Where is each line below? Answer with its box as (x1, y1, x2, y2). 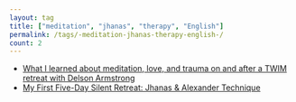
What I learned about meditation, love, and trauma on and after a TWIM (22, 63, 287, 74)
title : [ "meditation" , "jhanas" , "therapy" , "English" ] (9, 22, 224, 31)
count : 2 (9, 38, 42, 48)
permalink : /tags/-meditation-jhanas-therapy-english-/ (9, 30, 224, 39)
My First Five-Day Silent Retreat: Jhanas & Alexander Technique (22, 82, 261, 93)
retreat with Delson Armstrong (22, 73, 135, 84)
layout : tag (9, 13, 54, 23)
